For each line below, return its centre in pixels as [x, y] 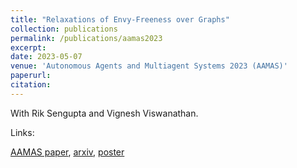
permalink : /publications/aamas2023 [86, 38]
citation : [31, 85]
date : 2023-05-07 [46, 57]
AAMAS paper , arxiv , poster [67, 152]
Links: [22, 132]
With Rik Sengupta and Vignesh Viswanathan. [104, 113]
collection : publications [64, 29]
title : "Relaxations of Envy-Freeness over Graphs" [120, 19]
